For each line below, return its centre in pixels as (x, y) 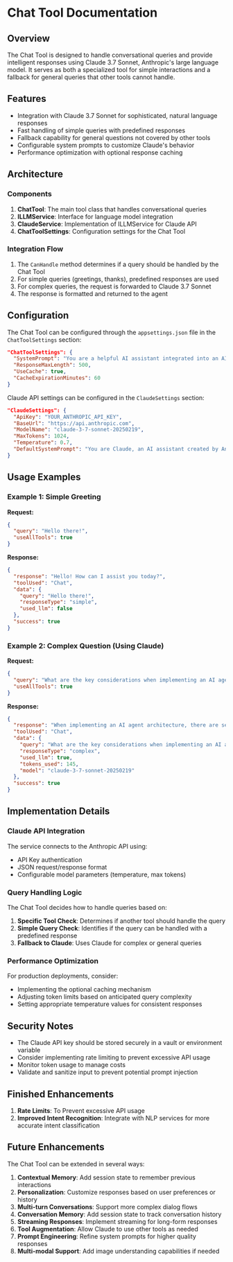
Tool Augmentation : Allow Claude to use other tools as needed (108, 1229)
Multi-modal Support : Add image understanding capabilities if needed (118, 1251)
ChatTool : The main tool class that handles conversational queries (112, 209)
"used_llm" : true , (46, 757)
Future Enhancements (56, 1147)
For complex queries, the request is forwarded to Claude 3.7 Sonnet (114, 286)
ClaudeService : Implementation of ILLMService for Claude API (107, 224)
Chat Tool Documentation (83, 13)
